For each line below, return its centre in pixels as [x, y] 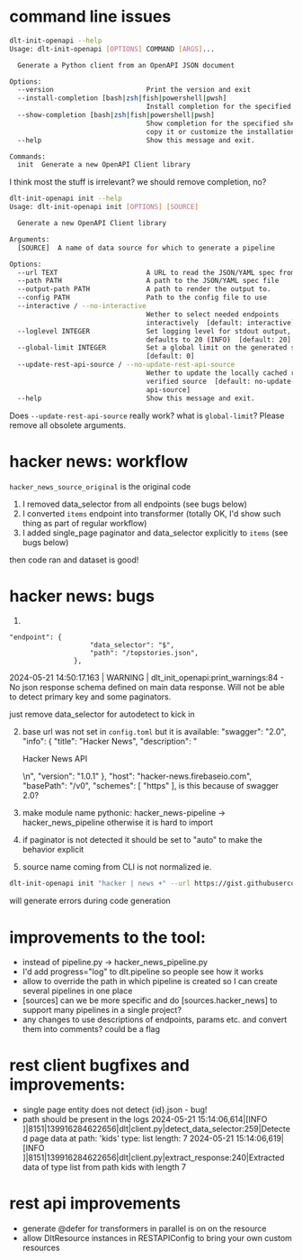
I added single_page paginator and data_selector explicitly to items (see [155, 533]
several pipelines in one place [77, 991]
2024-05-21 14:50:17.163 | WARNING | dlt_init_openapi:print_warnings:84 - [147, 678]
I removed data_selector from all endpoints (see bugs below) [134, 504]
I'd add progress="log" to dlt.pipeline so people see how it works [143, 972]
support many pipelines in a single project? [102, 1010]
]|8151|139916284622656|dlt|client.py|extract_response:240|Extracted [153, 1158]
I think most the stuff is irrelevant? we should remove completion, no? [138, 182]
